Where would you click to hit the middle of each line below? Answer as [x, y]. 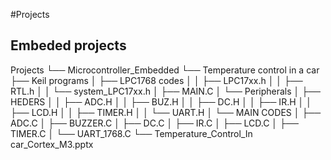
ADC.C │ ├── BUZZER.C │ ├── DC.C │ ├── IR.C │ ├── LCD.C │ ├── [154, 123]
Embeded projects [68, 45]
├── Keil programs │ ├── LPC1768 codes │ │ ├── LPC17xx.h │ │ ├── [156, 80]
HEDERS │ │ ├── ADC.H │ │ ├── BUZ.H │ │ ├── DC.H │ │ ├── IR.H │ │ [161, 101]
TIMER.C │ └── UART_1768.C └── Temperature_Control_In [131, 133]
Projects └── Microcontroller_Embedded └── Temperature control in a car [165, 70]
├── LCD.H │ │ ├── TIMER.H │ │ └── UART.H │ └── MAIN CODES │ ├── [166, 112]
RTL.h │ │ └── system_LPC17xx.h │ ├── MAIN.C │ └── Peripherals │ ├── [165, 91]
